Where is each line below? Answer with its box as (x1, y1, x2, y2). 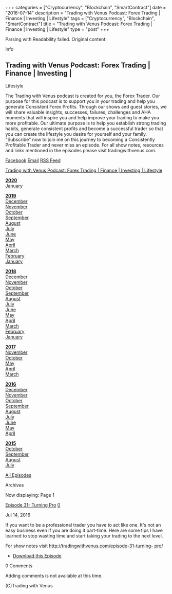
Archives (5, 482, 24, 488)
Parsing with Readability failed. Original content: (5, 36, 107, 42)
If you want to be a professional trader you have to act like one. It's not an (5, 521, 161, 528)
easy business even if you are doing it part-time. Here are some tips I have (5, 527, 163, 533)
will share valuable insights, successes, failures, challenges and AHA (5, 109, 151, 115)
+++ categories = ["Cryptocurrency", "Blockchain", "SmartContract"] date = (5, 5, 166, 10)
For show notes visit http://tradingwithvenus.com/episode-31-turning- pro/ (5, 543, 163, 549)
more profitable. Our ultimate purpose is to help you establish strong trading (5, 120, 166, 126)
